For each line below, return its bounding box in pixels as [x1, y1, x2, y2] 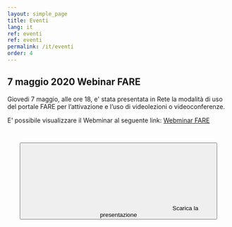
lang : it [7, 23, 33, 30]
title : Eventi [7, 17, 49, 24]
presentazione [99, 211, 138, 219]
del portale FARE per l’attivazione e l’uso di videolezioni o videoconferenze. [7, 102, 226, 110]
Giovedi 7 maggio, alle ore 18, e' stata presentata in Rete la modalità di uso [7, 95, 224, 103]
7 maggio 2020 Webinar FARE [7, 76, 141, 88]
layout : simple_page [7, 10, 68, 18]
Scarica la [172, 204, 199, 212]
